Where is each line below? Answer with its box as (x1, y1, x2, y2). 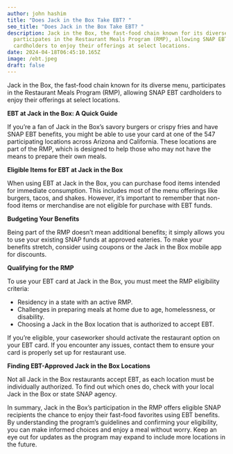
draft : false (7, 62, 45, 69)
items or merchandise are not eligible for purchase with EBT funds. (21, 201, 213, 209)
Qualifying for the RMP (7, 263, 74, 271)
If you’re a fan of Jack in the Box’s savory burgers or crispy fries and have (7, 122, 218, 131)
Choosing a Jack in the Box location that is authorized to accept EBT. (17, 320, 215, 328)
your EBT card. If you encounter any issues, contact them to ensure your (7, 341, 215, 349)
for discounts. (7, 250, 47, 258)
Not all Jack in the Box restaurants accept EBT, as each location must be (7, 375, 214, 383)
